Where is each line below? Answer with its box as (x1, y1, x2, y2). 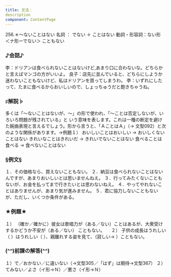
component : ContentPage (5, 17, 56, 22)
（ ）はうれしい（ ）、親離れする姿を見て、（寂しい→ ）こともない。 (5, 233, 148, 240)
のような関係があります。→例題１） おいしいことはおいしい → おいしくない (5, 129, 165, 135)
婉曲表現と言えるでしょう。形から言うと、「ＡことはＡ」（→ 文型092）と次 (9, 123, 166, 129)
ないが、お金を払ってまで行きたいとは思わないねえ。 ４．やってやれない (5, 182, 158, 188)
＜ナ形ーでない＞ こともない (5, 38, 65, 44)
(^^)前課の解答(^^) (5, 247, 50, 255)
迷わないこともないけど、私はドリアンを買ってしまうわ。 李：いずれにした (5, 77, 162, 83)
